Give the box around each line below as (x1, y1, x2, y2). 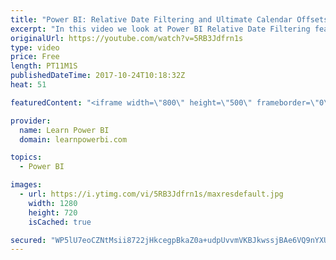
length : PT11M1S (10, 61, 78, 71)
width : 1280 (28, 198, 78, 208)
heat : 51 (10, 80, 47, 90)
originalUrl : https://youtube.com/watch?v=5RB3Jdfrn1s (10, 33, 244, 43)
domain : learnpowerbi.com (19, 134, 128, 145)
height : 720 (28, 207, 78, 218)
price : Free (10, 52, 60, 62)
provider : (10, 116, 52, 126)
